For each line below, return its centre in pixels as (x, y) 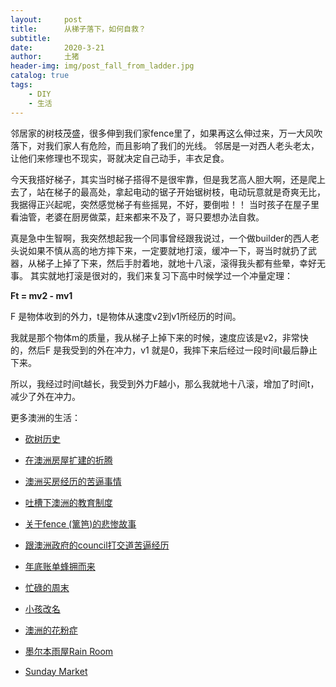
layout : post (46, 19)
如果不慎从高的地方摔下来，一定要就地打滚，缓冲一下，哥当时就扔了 (167, 250)
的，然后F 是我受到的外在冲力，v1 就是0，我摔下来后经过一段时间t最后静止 (164, 350)
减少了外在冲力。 (45, 396)
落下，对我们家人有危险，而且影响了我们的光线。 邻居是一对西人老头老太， (165, 145)
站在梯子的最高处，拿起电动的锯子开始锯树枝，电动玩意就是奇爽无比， (181, 192)
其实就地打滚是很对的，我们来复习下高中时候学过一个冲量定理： (161, 275)
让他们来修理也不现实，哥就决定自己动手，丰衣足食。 (120, 158)
